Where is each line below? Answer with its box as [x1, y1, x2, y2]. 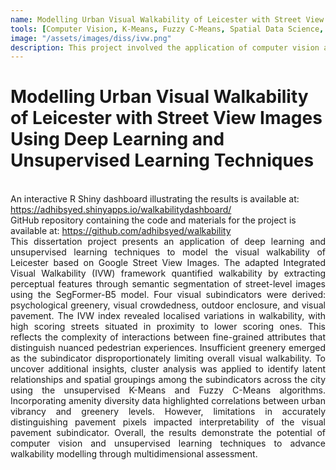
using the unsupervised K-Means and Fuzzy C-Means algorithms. [10, 384, 326, 396]
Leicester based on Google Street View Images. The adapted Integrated [10, 257, 326, 269]
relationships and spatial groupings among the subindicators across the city [10, 374, 326, 386]
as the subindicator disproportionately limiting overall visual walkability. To [10, 352, 326, 365]
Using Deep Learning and [10, 128, 225, 151]
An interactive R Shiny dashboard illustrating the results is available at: [10, 193, 300, 205]
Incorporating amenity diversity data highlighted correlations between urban [10, 395, 326, 407]
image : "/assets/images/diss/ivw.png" [10, 33, 172, 43]
